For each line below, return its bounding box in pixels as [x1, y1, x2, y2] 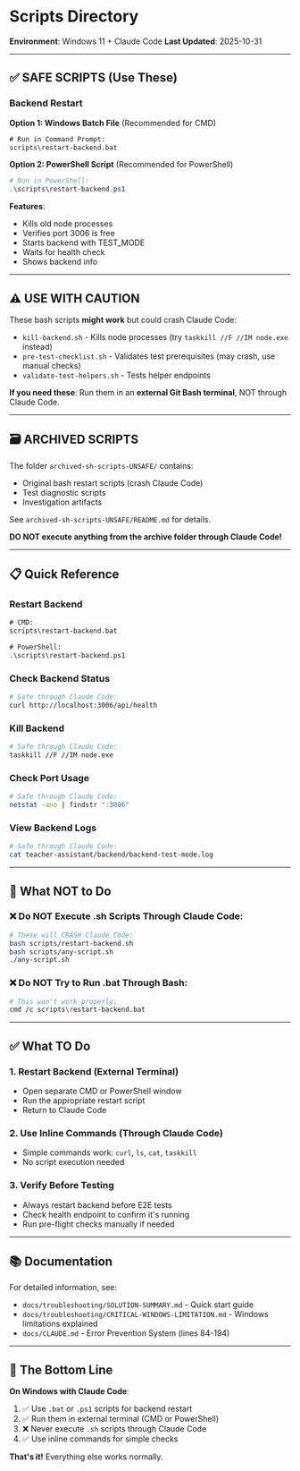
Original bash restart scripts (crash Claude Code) [21, 477, 204, 489]
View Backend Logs [9, 821, 96, 834]
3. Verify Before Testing [9, 1179, 114, 1192]
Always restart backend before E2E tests [21, 1199, 172, 1210]
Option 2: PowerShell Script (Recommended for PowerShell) [9, 159, 234, 170]
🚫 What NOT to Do [9, 883, 112, 898]
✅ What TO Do [9, 1038, 91, 1053]
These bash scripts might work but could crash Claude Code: [9, 314, 237, 325]
